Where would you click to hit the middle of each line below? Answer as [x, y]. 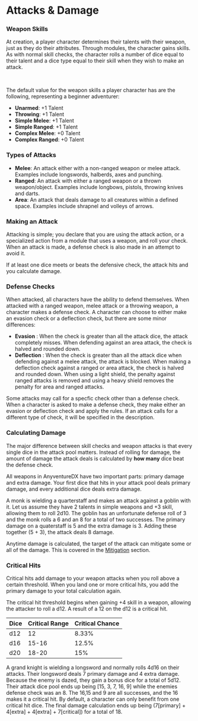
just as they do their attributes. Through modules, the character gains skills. [98, 48]
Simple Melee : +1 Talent [44, 121]
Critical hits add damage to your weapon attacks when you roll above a [93, 578]
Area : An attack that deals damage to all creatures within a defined [96, 199]
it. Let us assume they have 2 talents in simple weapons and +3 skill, [90, 507]
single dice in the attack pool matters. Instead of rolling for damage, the [93, 452]
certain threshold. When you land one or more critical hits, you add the [92, 584]
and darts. [27, 193]
